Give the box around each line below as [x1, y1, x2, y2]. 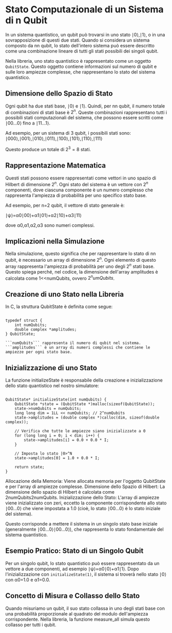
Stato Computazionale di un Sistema [5, 4, 164, 15]
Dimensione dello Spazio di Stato [5, 89, 113, 98]
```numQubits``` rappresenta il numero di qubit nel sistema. [5, 340, 141, 346]
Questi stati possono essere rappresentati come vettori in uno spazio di [5, 175, 157, 181]
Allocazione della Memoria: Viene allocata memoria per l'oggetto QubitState [5, 478, 166, 484]
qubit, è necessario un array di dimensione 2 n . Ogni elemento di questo [5, 256, 157, 263]
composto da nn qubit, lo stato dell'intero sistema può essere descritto [5, 42, 155, 48]
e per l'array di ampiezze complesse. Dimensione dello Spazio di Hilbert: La [5, 483, 165, 490]
